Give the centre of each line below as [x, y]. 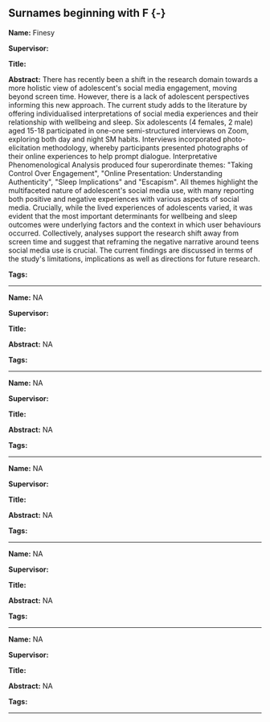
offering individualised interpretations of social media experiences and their [133, 113]
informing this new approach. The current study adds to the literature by [128, 105]
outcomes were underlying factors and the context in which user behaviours [135, 224]
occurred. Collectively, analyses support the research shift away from [124, 233]
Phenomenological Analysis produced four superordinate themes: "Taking [131, 165]
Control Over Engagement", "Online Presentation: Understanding [115, 173]
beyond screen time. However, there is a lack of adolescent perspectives [129, 96]
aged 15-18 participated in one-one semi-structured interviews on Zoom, [129, 130]
